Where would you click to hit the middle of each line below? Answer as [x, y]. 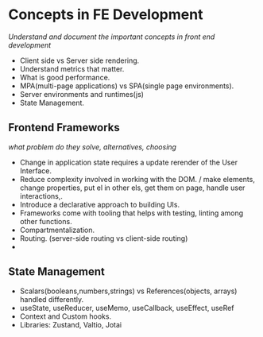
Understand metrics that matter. [72, 68]
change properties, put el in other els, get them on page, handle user [132, 188]
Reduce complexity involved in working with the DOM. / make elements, [137, 179]
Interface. [35, 170]
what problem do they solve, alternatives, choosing [93, 147]
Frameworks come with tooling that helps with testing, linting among [131, 213]
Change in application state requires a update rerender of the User [129, 162]
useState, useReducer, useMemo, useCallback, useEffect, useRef [127, 308]
